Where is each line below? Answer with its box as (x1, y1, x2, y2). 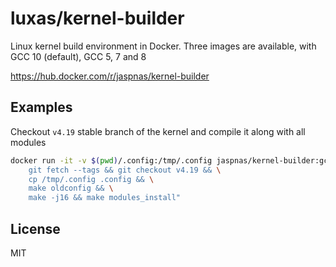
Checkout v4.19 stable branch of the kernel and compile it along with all (10, 125, 306, 137)
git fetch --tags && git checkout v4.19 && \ (28, 165, 222, 175)
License (10, 220, 61, 237)
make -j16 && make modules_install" (28, 193, 182, 203)
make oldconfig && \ (28, 183, 114, 194)
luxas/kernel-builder (10, 7, 185, 30)
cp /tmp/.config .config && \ (28, 174, 155, 184)
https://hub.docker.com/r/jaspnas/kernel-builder (10, 70, 210, 82)
